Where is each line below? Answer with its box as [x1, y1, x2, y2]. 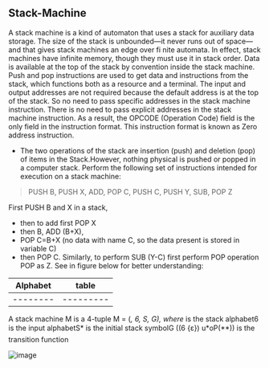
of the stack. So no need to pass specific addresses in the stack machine [8, 96, 251, 105]
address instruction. [8, 130, 75, 140]
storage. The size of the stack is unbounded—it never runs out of [8, 36, 224, 46]
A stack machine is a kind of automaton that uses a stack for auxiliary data [8, 27, 255, 37]
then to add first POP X [19, 218, 96, 227]
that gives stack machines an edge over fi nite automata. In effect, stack [22, 44, 261, 55]
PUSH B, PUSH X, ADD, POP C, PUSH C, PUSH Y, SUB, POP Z [27, 186, 233, 196]
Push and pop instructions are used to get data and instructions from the [8, 70, 249, 80]
